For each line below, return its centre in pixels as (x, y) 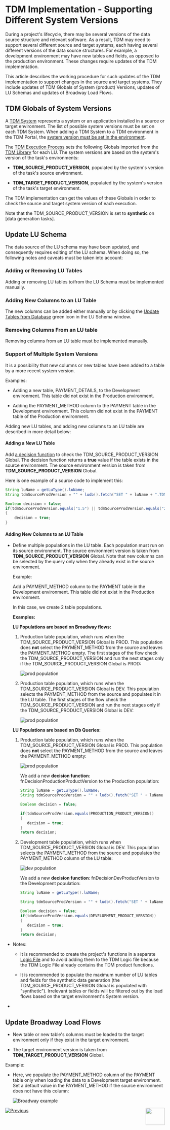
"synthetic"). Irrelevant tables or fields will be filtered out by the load (91, 991)
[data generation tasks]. (30, 218)
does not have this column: (41, 1091)
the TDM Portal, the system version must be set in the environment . (76, 137)
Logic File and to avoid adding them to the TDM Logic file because (89, 960)
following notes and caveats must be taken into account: (64, 257)
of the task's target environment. (47, 188)
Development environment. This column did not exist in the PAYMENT (85, 411)
